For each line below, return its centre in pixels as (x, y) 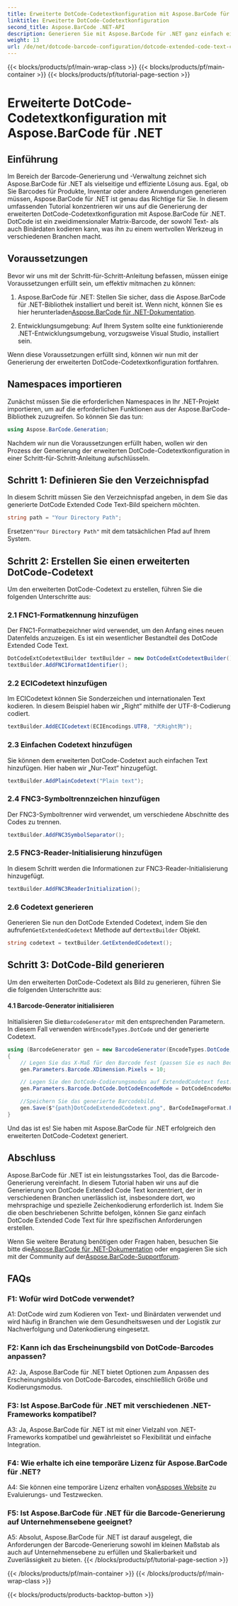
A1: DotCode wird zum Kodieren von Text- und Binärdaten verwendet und (114, 1314)
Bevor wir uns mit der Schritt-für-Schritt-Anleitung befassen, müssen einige (118, 275)
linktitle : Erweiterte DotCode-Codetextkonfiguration (89, 21)
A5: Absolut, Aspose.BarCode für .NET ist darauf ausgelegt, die (100, 1537)
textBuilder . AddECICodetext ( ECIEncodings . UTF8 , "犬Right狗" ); (100, 727)
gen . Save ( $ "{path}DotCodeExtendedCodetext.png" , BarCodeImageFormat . (125, 1108)
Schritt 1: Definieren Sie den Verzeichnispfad (108, 480)
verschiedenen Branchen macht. (55, 237)
